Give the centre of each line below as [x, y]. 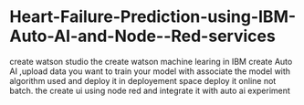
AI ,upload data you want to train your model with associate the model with [150, 71]
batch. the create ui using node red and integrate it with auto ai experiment [150, 90]
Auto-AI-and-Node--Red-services [142, 36]
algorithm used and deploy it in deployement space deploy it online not [143, 80]
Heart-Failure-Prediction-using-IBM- [153, 17]
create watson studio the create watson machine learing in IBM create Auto [151, 61]
